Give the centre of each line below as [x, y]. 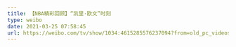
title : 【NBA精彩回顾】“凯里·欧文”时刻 [59, 13]
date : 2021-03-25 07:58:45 [47, 26]
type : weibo [25, 20]
